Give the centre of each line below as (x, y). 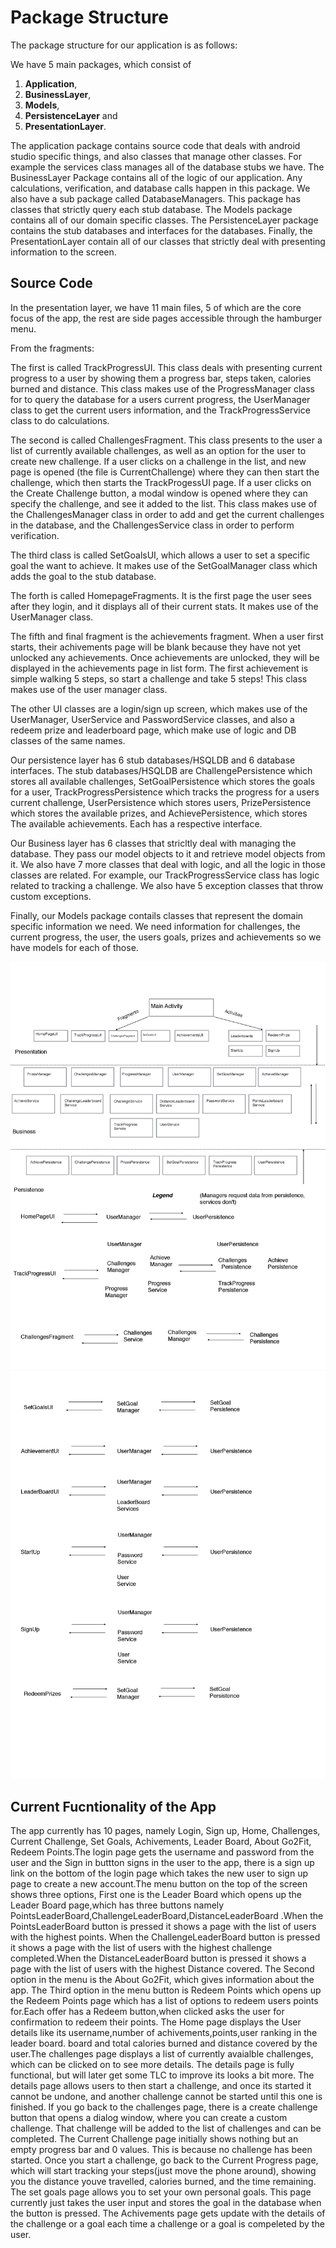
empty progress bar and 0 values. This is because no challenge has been (161, 2150)
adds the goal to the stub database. (83, 576)
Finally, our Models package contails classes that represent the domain (157, 915)
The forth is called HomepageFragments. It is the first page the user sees (161, 595)
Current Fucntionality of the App (113, 1807)
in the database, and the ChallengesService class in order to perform (152, 525)
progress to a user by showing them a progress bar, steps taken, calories (161, 378)
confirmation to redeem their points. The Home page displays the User (156, 2022)
